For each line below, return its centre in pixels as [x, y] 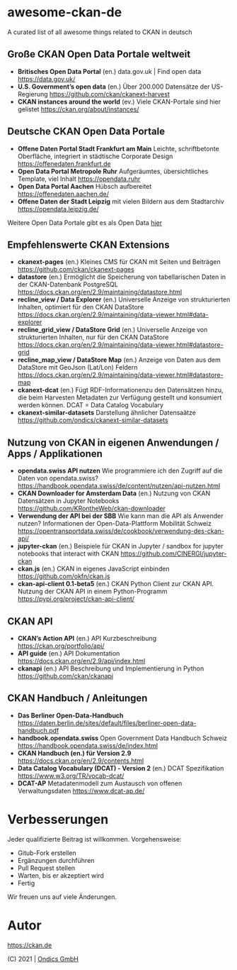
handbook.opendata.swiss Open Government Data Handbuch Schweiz [122, 738]
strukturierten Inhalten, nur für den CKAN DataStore [93, 337]
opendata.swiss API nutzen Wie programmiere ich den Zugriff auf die [120, 471]
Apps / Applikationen [55, 454]
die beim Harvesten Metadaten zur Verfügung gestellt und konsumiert [120, 397]
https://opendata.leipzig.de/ [58, 209]
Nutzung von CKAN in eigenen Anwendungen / [113, 442]
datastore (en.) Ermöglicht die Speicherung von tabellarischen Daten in [122, 277]
